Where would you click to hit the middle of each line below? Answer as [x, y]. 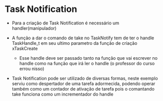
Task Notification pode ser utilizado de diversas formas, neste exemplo [85, 78]
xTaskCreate [25, 48]
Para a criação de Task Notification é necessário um [66, 23]
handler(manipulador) [34, 28]
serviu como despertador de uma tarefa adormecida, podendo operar [83, 84]
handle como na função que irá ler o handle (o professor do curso [87, 63]
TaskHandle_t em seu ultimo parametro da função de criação [75, 43]
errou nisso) [32, 69]
